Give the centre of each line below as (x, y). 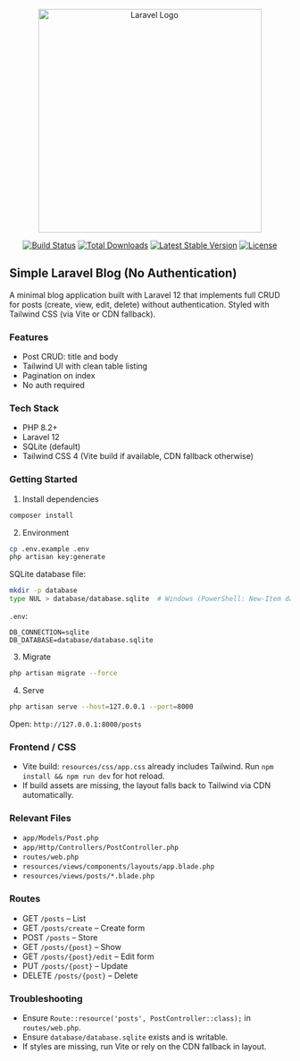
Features (29, 337)
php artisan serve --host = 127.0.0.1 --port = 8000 (101, 707)
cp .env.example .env (50, 549)
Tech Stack (34, 409)
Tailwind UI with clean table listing (85, 366)
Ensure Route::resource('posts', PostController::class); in (137, 1018)
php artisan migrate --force (63, 674)
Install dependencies (61, 499)
